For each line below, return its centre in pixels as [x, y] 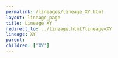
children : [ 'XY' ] [28, 46]
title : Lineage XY [29, 23]
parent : [16, 40]
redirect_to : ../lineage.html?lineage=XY [59, 29]
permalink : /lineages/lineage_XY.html [55, 12]
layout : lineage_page [33, 18]
